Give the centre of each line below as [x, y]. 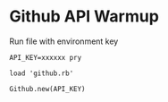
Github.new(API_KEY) [48, 89]
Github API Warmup [84, 17]
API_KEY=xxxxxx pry [46, 57]
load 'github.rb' [42, 73]
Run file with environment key [64, 41]
